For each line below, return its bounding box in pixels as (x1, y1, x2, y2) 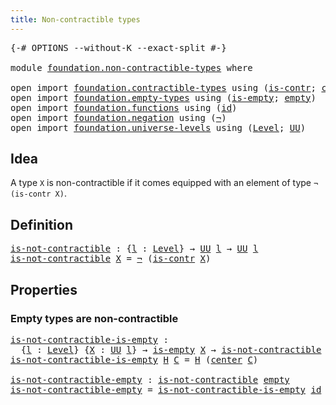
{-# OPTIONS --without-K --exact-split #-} (10, 42, 227, 53)
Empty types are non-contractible (10, 311, 179, 325)
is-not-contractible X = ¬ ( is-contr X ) (10, 253, 212, 265)
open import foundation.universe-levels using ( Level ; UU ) (10, 122, 307, 133)
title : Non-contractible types (10, 14, 141, 25)
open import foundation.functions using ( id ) (10, 102, 238, 113)
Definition (10, 216, 73, 233)
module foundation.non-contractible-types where (10, 62, 253, 73)
